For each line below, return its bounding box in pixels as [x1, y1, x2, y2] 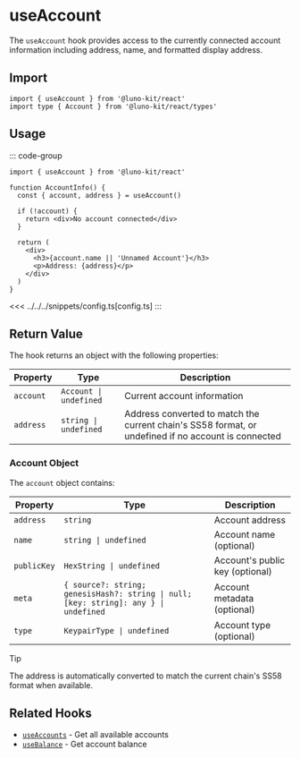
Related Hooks [9, 706, 92, 721]
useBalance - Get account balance [21, 739, 147, 750]
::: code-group [9, 149, 62, 161]
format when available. [9, 679, 94, 690]
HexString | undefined [63, 560, 161, 571]
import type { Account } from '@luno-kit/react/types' [9, 102, 218, 111]
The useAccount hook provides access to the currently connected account [9, 35, 281, 46]
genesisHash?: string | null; [63, 588, 192, 599]
